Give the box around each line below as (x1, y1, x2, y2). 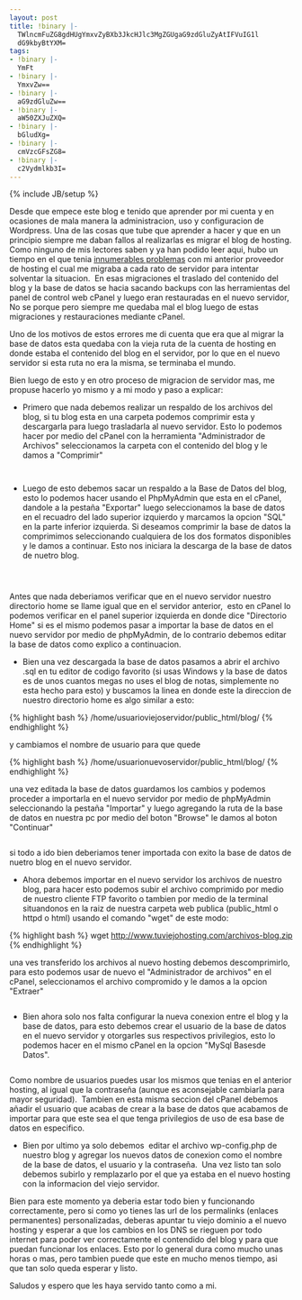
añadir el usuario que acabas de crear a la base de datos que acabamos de (9, 1104, 289, 1114)
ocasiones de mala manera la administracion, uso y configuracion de (9, 215, 264, 226)
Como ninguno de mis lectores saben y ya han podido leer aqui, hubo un (9, 244, 279, 255)
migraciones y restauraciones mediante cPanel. (9, 312, 186, 323)
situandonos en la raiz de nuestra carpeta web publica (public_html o (22, 903, 279, 914)
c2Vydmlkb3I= (17, 164, 67, 173)
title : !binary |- (9, 22, 78, 31)
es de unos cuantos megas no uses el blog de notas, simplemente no (22, 676, 280, 686)
